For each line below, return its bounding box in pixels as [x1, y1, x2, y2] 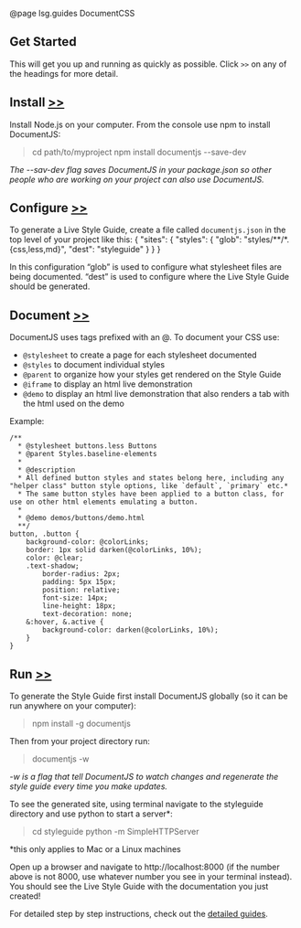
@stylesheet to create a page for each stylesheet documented [22, 349, 258, 360]
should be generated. [9, 281, 91, 292]
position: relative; [42, 585, 121, 595]
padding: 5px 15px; [42, 578, 117, 587]
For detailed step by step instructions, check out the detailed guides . [9, 909, 268, 920]
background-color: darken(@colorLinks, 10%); [42, 625, 220, 635]
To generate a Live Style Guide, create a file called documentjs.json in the [9, 224, 286, 236]
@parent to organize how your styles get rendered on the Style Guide [22, 369, 282, 380]
